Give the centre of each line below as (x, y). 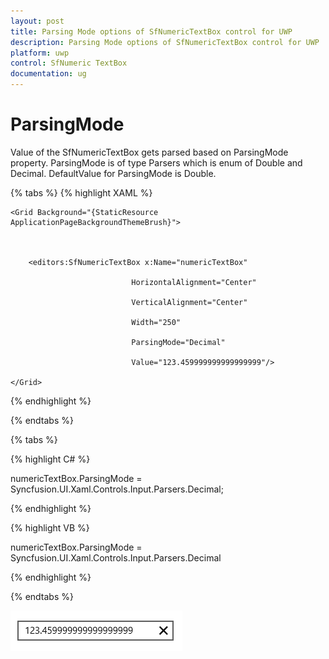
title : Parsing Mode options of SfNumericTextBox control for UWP (151, 31)
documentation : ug (48, 74)
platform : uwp (40, 53)
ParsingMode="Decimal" (178, 342)
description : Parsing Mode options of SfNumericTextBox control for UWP (165, 42)
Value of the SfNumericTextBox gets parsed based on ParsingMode (149, 152)
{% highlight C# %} (50, 459)
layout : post (37, 21)
